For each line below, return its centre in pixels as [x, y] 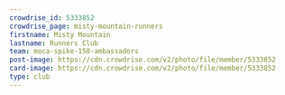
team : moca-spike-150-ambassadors [74, 52]
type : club [30, 77]
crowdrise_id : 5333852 [52, 18]
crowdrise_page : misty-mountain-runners [87, 26]
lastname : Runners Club [54, 43]
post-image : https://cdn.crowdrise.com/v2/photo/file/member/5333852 [143, 60]
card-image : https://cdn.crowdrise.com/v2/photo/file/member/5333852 [143, 69]
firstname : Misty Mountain [60, 34]
